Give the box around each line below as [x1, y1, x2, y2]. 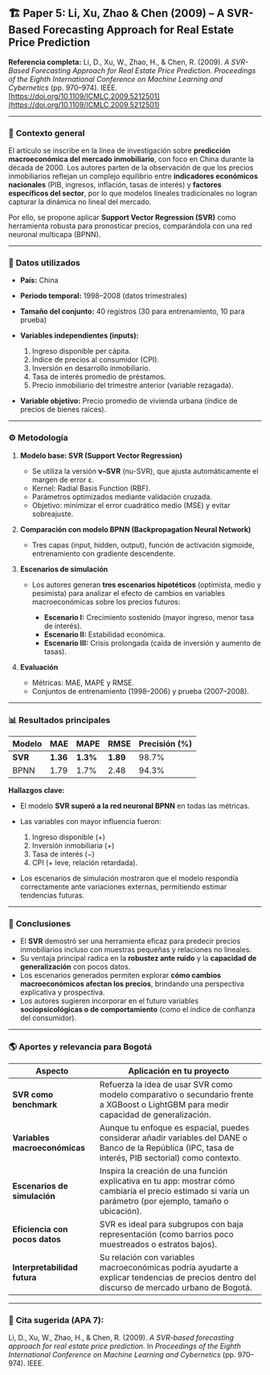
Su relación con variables [99, 1251, 195, 1262]
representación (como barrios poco [99, 1229, 235, 1240]
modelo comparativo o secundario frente [99, 1089, 254, 1100]
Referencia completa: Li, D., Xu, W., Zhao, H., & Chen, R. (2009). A [8, 57, 230, 67]
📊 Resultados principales [8, 714, 111, 725]
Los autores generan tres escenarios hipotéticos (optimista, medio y [31, 580, 261, 589]
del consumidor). [19, 1013, 77, 1023]
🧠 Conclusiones [8, 917, 71, 929]
